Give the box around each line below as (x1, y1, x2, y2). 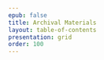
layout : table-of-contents (8, 26, 97, 34)
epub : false (8, 11, 47, 19)
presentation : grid (8, 33, 72, 41)
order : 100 (8, 41, 44, 48)
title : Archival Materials (8, 19, 97, 26)
